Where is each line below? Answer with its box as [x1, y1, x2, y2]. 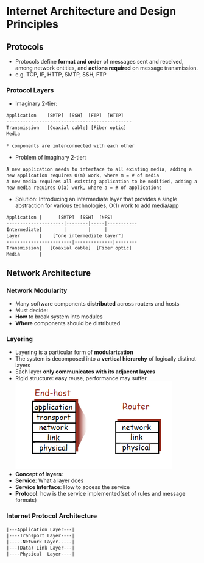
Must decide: [15, 306, 49, 314]
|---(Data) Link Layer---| [6, 545, 75, 551]
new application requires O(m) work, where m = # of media [6, 172, 160, 178]
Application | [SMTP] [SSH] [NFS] [6, 215, 113, 221]
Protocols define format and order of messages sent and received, [15, 58, 184, 65]
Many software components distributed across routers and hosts [15, 300, 180, 307]
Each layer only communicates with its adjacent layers [15, 368, 156, 375]
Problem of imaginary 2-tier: [15, 154, 86, 161]
